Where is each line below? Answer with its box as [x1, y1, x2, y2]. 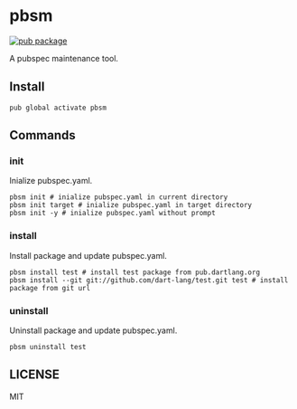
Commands [9, 128, 77, 143]
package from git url [9, 283, 91, 292]
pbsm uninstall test [9, 343, 88, 352]
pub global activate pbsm [9, 103, 107, 112]
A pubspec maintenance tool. [9, 52, 119, 63]
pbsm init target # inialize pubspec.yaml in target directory [9, 201, 253, 210]
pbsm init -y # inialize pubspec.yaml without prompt [9, 209, 217, 218]
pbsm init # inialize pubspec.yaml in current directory [9, 193, 228, 202]
